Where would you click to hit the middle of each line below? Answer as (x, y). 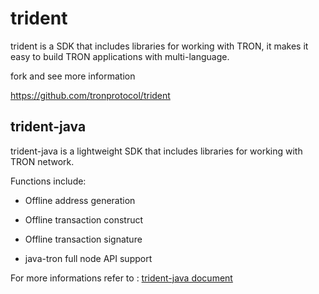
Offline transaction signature (83, 239)
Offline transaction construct (84, 219)
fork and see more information (73, 76)
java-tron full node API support (88, 258)
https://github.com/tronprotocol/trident (90, 95)
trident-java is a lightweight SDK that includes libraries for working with (156, 151)
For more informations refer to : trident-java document (121, 278)
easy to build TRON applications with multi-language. (120, 56)
